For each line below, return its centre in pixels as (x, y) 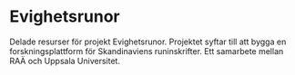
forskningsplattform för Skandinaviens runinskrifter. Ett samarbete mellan (147, 51)
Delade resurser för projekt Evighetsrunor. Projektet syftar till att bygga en (148, 42)
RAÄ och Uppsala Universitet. (65, 61)
